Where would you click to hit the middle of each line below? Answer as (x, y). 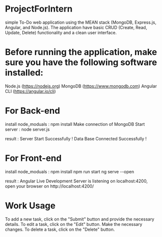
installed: (24, 73)
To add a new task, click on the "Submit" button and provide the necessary (80, 219)
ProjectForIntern (39, 9)
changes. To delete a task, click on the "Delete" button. (60, 229)
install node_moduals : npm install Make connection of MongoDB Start (75, 124)
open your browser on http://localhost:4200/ (50, 186)
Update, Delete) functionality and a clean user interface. (61, 32)
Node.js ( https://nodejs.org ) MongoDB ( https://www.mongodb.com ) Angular (81, 86)
